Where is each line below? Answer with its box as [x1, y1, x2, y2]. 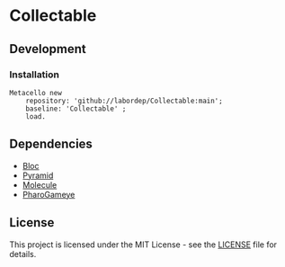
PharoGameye [22, 189, 76, 200]
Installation [9, 68, 60, 81]
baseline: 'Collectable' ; [25, 104, 127, 113]
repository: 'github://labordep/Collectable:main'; [25, 96, 223, 105]
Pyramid [22, 170, 54, 181]
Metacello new [9, 88, 63, 97]
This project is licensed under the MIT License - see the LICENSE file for [9, 239, 277, 250]
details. [9, 248, 37, 259]
